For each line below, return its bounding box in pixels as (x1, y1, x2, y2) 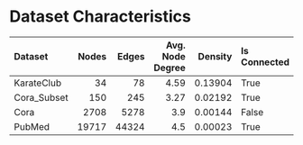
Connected (240, 56, 290, 68)
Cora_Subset (14, 91, 69, 104)
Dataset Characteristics (9, 6, 191, 27)
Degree (152, 61, 187, 74)
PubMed (14, 120, 50, 132)
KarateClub (14, 77, 61, 89)
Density (197, 50, 233, 62)
